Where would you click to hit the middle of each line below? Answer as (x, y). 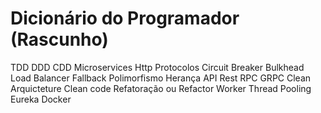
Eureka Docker (41, 99)
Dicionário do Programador (125, 18)
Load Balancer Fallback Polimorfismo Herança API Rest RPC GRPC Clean (161, 78)
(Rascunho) (59, 39)
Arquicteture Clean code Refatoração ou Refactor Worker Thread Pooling (161, 88)
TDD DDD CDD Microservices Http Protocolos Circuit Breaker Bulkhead (157, 67)
